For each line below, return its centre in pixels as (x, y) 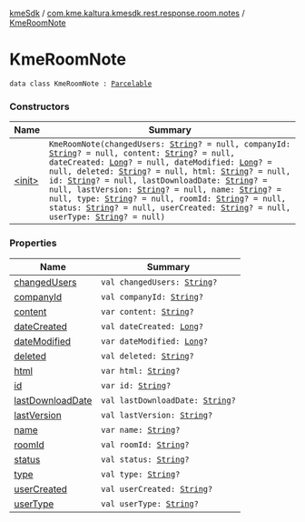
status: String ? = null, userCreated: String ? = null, (170, 208)
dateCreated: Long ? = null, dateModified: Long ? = (160, 162)
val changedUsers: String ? (159, 282)
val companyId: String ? (152, 296)
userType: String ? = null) (107, 217)
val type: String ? (141, 474)
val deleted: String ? (148, 356)
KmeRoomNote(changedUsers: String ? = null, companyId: (170, 144)
